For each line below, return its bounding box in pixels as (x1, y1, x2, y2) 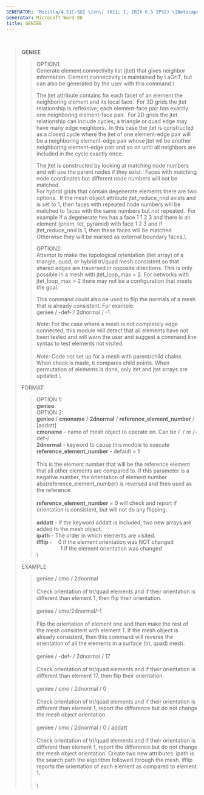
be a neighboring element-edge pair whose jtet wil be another (36, 137, 191, 144)
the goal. (36, 284, 59, 291)
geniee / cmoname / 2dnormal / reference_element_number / (36, 415, 195, 422)
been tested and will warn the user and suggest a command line (36, 333, 197, 341)
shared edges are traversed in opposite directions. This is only (36, 265, 192, 272)
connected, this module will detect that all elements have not (36, 327, 188, 334)
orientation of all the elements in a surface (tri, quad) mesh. (36, 640, 185, 647)
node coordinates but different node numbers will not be (36, 175, 178, 182)
